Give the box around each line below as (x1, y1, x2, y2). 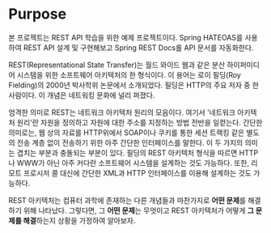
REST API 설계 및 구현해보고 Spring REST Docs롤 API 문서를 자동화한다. (23, 42, 254, 53)
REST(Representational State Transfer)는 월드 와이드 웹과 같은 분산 (8, 60, 226, 70)
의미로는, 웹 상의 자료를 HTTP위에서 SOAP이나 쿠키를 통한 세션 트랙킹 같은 (8, 127, 245, 138)
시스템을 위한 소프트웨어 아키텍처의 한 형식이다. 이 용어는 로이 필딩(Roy (16, 70, 241, 79)
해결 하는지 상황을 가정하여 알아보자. (23, 215, 136, 225)
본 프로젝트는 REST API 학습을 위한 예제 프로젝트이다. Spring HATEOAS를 (8, 32, 243, 42)
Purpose (8, 5, 67, 23)
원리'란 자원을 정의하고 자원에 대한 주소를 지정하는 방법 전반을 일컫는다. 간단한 (16, 117, 263, 127)
